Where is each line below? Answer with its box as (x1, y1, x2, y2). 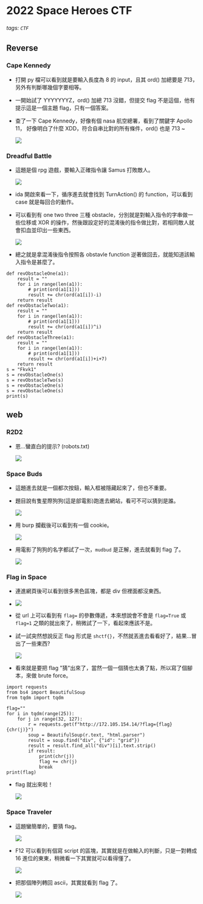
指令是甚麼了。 (20, 258, 58, 266)
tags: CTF (6, 24, 29, 31)
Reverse (6, 43, 38, 54)
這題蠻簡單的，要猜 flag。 (15, 822, 80, 830)
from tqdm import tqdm (6, 695, 64, 701)
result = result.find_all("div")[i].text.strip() (28, 743, 156, 749)
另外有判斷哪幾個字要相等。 (15, 83, 85, 91)
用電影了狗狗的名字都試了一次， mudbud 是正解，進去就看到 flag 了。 (15, 546, 184, 553)
